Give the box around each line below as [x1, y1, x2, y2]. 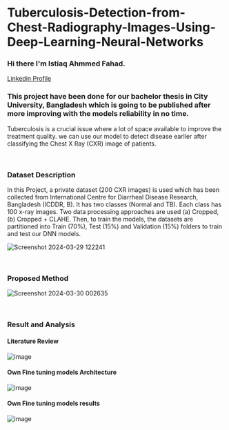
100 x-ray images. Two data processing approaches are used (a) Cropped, [7, 208, 219, 216]
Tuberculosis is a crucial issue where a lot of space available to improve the [7, 124, 222, 133]
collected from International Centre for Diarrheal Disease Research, [7, 193, 199, 202]
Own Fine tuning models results [7, 399, 100, 408]
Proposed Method [7, 274, 69, 283]
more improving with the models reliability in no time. [7, 109, 190, 119]
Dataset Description [7, 170, 76, 179]
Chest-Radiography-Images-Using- [7, 19, 216, 35]
